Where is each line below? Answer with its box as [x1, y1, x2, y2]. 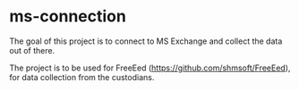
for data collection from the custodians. [9, 71, 155, 82]
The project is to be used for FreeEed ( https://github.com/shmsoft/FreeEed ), [9, 62, 291, 73]
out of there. [9, 45, 56, 55]
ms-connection [9, 6, 127, 27]
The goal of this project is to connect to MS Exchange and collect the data [9, 36, 283, 46]
